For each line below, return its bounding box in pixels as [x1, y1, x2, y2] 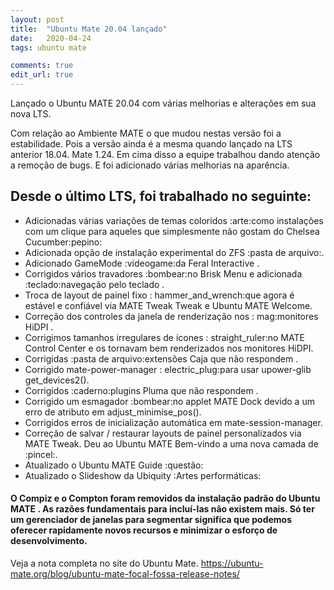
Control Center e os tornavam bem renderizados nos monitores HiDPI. [24, 342, 314, 354]
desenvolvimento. [10, 535, 88, 547]
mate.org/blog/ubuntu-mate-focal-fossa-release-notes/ [10, 568, 240, 580]
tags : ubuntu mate [10, 42, 87, 53]
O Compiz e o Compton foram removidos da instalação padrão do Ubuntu [10, 492, 321, 505]
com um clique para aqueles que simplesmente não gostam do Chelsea [24, 225, 320, 237]
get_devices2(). [24, 374, 90, 386]
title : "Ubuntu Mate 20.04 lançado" [10, 24, 168, 34]
